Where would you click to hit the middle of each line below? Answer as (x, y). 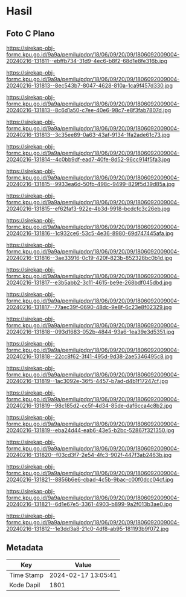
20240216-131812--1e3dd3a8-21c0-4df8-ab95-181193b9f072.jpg (88, 529)
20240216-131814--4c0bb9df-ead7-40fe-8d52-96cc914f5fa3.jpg (88, 159)
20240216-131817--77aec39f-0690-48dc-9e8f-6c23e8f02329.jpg (89, 307)
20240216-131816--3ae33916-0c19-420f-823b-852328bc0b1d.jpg (89, 258)
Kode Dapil (25, 585)
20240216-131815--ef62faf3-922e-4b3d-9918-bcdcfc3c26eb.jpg (88, 208)
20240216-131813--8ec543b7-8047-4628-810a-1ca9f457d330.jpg (90, 85)
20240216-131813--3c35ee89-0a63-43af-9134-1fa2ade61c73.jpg (88, 135)
